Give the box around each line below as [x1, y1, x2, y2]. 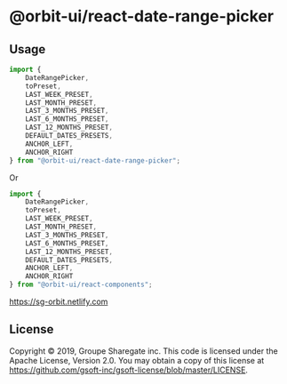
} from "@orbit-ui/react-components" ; [9, 280, 153, 290]
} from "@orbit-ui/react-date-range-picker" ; [9, 156, 180, 165]
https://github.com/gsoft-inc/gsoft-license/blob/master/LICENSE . [9, 364, 249, 375]
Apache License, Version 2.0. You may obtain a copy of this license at [9, 355, 265, 365]
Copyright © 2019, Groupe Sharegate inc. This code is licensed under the [9, 345, 278, 356]
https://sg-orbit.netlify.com [9, 296, 108, 307]
